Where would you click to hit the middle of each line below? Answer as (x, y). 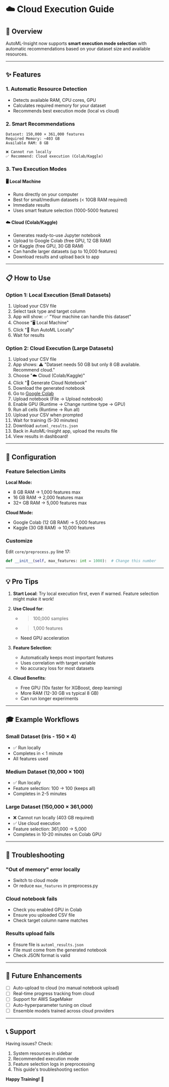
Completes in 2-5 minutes (40, 794)
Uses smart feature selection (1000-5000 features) (66, 210)
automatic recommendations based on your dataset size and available (78, 49)
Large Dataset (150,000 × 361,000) (49, 807)
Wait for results (29, 335)
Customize (19, 540)
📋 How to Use (28, 278)
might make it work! (33, 599)
